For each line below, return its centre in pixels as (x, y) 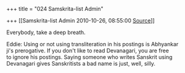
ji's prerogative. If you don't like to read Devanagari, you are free (88, 50)
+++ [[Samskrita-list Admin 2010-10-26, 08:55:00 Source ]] (81, 20)
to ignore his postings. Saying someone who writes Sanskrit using (89, 57)
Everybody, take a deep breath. (46, 32)
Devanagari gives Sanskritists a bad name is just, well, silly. (81, 64)
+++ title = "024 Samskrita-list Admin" (55, 9)
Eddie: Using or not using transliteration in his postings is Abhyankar (92, 44)
